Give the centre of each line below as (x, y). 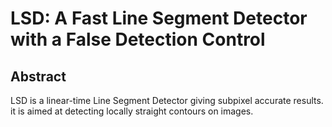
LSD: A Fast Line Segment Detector (159, 18)
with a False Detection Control (138, 39)
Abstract (38, 76)
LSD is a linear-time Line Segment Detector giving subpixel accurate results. (167, 100)
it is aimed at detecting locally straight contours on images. (132, 111)
